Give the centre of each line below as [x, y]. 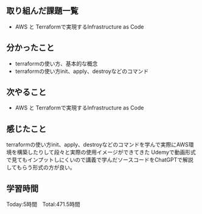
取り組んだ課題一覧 [42, 11]
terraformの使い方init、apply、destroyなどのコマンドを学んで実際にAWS [97, 145]
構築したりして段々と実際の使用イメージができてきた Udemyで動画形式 [106, 152]
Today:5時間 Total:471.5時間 [43, 204]
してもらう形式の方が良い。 [41, 167]
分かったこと [30, 48]
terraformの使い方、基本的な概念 [56, 63]
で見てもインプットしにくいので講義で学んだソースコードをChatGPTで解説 [100, 160]
